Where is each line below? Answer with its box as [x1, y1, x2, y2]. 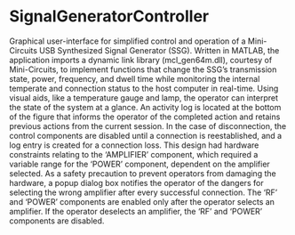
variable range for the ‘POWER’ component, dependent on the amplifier [9, 158, 271, 169]
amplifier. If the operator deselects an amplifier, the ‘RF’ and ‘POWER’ [9, 206, 263, 216]
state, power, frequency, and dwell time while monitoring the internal [9, 73, 260, 84]
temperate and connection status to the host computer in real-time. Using [9, 83, 279, 93]
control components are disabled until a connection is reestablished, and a [9, 130, 283, 141]
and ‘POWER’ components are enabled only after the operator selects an [9, 196, 275, 207]
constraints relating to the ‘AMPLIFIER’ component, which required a [9, 149, 259, 159]
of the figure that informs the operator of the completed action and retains [9, 111, 281, 122]
